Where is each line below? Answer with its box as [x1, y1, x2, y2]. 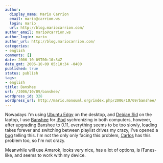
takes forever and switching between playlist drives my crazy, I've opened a [5, 127, 158, 133]
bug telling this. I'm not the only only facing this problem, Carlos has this [5, 133, 151, 139]
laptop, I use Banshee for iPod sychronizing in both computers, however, [5, 117, 152, 123]
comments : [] [5, 52, 32, 58]
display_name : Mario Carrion [9, 12, 69, 17]
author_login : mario [5, 35, 47, 40]
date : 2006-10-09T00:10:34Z [5, 57, 63, 62]
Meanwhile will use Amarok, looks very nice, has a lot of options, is [5, 147, 140, 153]
